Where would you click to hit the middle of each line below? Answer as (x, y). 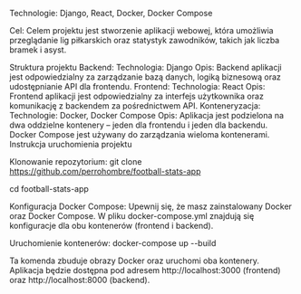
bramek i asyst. (38, 50)
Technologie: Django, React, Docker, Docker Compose (111, 13)
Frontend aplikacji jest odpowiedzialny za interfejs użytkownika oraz (137, 96)
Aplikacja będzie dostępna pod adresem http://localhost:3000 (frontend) (145, 270)
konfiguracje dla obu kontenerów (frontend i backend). (112, 226)
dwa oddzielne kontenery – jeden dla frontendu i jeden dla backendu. (139, 125)
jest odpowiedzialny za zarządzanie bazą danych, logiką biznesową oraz (145, 77)
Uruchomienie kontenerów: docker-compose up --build (113, 243)
